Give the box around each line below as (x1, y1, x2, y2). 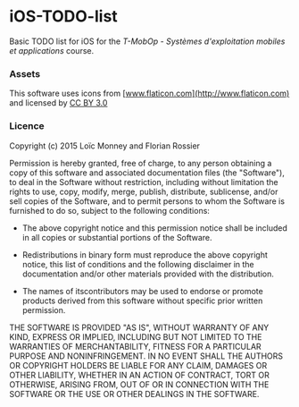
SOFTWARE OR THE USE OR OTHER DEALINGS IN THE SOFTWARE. (9, 388, 260, 399)
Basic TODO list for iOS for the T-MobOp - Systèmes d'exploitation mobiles (9, 36, 286, 47)
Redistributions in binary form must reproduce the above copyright (21, 249, 268, 260)
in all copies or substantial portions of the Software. (21, 232, 212, 242)
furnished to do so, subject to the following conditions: (9, 205, 210, 216)
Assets (9, 67, 41, 80)
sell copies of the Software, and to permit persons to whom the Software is (9, 195, 286, 207)
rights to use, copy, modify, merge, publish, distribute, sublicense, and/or (9, 186, 278, 197)
